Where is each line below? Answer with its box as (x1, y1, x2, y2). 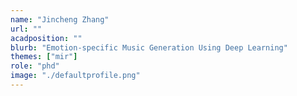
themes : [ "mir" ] (10, 52, 78, 62)
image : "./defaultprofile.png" (10, 71, 141, 81)
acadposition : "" (10, 33, 83, 43)
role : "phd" (10, 61, 60, 71)
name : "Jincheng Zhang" (10, 14, 110, 25)
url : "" (10, 24, 43, 34)
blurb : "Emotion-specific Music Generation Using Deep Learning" (10, 42, 288, 53)
